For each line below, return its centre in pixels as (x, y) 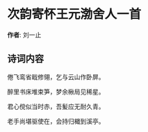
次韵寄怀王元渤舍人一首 (74, 14)
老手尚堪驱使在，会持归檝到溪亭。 (56, 121)
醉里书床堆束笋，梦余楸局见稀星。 (56, 92)
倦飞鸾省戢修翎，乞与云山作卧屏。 (56, 76)
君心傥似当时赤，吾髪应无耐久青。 (56, 106)
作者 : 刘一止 (24, 35)
